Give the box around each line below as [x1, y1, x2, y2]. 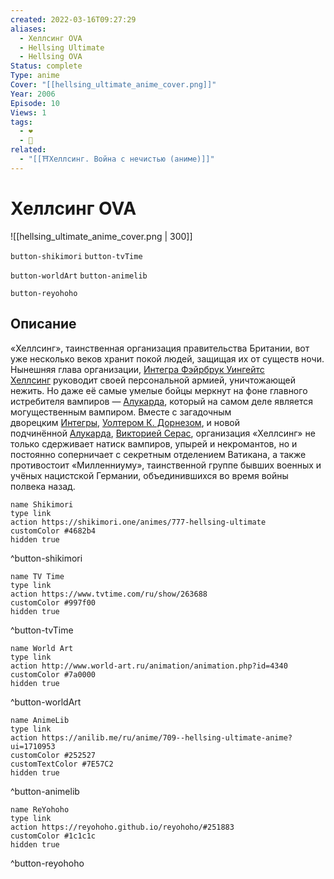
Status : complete [10, 61, 83, 71]
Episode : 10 [10, 98, 60, 108]
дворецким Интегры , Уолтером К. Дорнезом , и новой [10, 416, 241, 428]
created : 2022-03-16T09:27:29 [10, 14, 137, 25]
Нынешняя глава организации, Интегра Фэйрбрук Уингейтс [10, 363, 265, 375]
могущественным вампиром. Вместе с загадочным [10, 406, 232, 418]
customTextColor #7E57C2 [10, 759, 114, 769]
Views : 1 [10, 107, 47, 118]
